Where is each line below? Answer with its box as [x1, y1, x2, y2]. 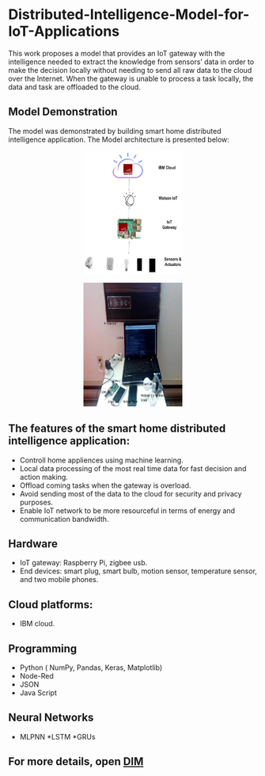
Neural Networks [8, 711, 94, 725]
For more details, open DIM [8, 755, 144, 769]
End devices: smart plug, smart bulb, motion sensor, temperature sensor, [19, 566, 257, 576]
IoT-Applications [8, 22, 120, 40]
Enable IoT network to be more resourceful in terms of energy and [19, 505, 236, 515]
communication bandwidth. [19, 514, 109, 523]
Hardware [8, 537, 58, 550]
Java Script [19, 688, 57, 698]
